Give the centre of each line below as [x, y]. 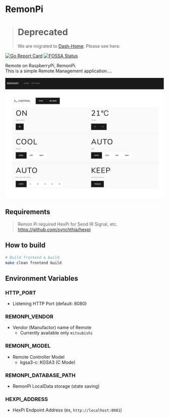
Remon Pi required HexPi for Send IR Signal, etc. [68, 224]
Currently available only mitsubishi [56, 333]
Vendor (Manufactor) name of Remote [52, 328]
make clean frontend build [33, 263]
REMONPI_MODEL [28, 346]
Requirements [28, 212]
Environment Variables [42, 278]
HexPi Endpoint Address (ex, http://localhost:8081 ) [67, 410]
